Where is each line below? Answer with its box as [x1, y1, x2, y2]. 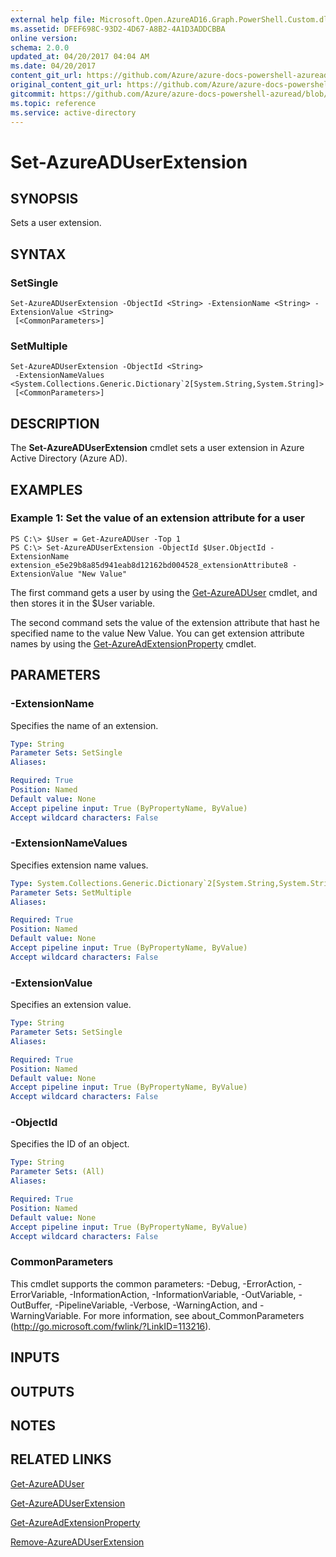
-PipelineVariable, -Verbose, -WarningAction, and [54, 1299, 258, 1311]
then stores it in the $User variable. [10, 597, 156, 609]
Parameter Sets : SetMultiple [10, 887, 132, 898]
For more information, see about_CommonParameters [83, 1309, 305, 1321]
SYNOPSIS [10, 190, 79, 207]
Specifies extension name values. [10, 859, 149, 871]
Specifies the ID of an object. [10, 1138, 130, 1150]
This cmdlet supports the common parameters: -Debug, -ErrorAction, [10, 1277, 297, 1290]
